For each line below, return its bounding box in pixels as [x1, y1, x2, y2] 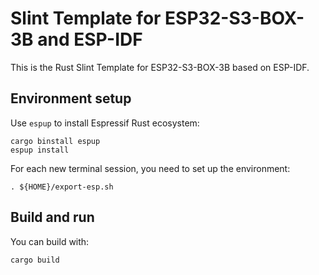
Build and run [10, 209, 95, 226]
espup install [10, 145, 70, 155]
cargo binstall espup [10, 136, 101, 146]
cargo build [10, 255, 60, 265]
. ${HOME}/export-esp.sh [10, 182, 114, 192]
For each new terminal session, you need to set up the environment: [10, 162, 291, 174]
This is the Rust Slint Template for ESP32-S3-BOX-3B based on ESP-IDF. [10, 61, 310, 73]
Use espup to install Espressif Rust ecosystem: [10, 117, 200, 129]
